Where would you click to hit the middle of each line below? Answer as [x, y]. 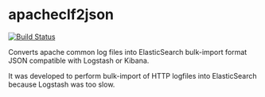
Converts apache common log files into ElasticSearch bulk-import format [128, 52]
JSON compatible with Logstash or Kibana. [79, 60]
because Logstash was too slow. [62, 84]
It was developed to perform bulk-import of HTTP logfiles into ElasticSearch [132, 76]
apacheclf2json [61, 15]
